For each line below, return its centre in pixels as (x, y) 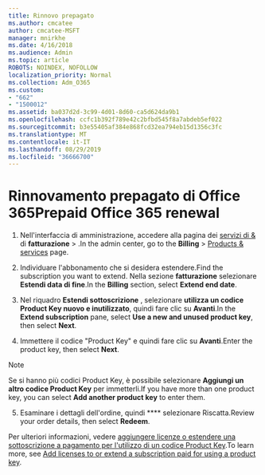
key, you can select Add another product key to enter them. (107, 398)
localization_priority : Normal (60, 75)
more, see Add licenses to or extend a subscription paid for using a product (132, 454)
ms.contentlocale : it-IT (49, 142)
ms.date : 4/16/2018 (41, 46)
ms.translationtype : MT (48, 134)
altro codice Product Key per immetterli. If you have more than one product (131, 389)
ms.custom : (26, 90)
